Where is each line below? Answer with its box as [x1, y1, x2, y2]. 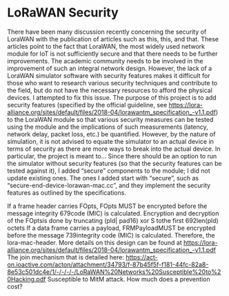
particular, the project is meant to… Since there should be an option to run [7, 151, 217, 160]
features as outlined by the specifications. [7, 188, 126, 197]
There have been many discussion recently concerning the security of [7, 28, 207, 36]
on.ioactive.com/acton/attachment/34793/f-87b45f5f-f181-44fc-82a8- [7, 260, 209, 268]
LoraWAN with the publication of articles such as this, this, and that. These [7, 34, 219, 43]
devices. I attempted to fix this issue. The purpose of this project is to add [7, 93, 217, 101]
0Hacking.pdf [7, 275, 46, 283]
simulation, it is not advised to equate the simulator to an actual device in [7, 137, 214, 145]
